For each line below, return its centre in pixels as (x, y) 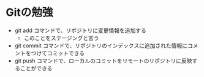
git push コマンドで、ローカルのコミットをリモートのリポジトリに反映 (103, 61)
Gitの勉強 (29, 12)
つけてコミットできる (58, 53)
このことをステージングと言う (61, 38)
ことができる (36, 68)
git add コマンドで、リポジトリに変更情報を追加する (80, 30)
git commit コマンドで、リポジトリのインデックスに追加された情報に (101, 45)
